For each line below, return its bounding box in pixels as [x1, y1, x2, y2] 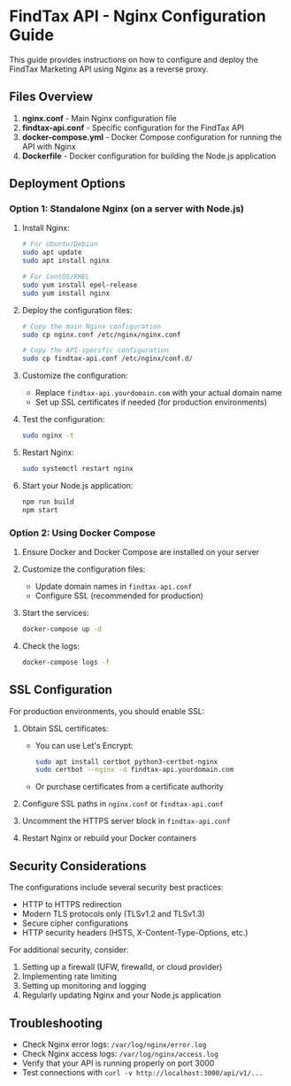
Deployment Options [9, 176, 126, 191]
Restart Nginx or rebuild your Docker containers [21, 833, 197, 843]
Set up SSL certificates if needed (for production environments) [34, 397, 268, 408]
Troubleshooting [9, 1015, 103, 1030]
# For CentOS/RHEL [21, 273, 90, 281]
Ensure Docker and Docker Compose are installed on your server [21, 546, 259, 557]
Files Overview [9, 89, 94, 104]
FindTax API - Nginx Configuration [9, 6, 267, 27]
